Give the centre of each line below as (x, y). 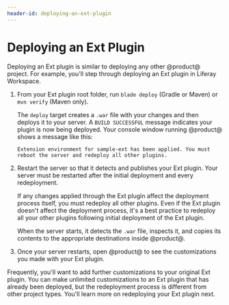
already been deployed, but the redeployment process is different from (107, 286)
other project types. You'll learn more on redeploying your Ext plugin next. (111, 294)
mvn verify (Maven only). (53, 101)
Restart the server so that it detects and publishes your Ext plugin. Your (117, 168)
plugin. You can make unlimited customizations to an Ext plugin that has (108, 279)
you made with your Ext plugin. (60, 258)
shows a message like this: (55, 136)
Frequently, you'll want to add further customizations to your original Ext (109, 272)
